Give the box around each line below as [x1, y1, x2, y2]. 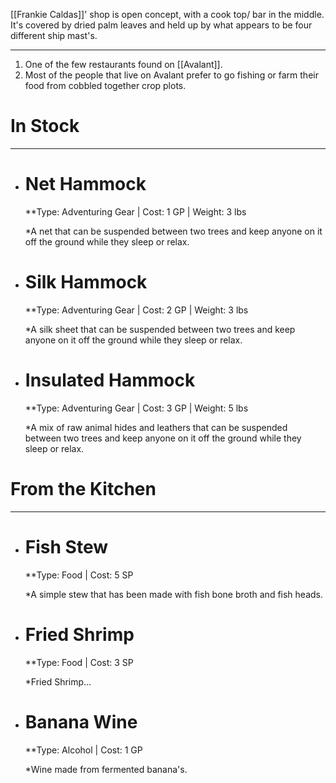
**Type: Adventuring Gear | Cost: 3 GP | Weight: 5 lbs [24, 402, 249, 414]
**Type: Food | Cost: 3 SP [24, 656, 134, 668]
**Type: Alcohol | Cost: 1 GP [24, 744, 143, 756]
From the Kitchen [10, 477, 157, 500]
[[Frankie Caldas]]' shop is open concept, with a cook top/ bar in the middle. [10, 9, 325, 20]
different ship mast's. [10, 30, 98, 41]
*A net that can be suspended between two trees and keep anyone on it [24, 225, 323, 237]
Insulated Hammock [24, 369, 196, 391]
